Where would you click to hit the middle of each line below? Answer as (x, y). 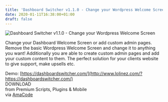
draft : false (19, 19)
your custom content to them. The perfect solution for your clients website (82, 59)
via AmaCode (19, 95)
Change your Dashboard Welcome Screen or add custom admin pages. (79, 43)
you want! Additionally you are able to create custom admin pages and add (82, 53)
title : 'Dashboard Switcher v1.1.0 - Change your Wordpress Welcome (78, 10)
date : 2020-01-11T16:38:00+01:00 (40, 14)
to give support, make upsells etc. (40, 64)
